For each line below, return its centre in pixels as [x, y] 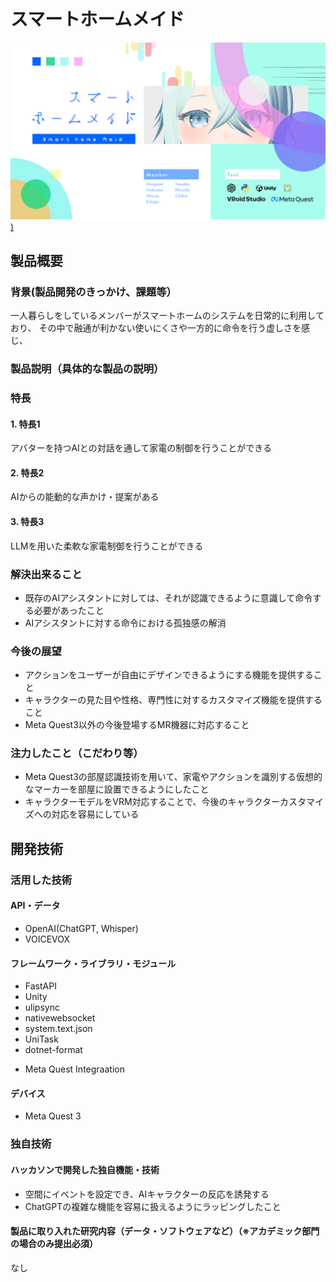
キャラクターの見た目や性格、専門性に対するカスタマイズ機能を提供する [173, 700]
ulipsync [42, 1007]
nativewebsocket [60, 1018]
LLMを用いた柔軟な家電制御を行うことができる [107, 546]
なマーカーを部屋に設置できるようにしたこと [117, 789]
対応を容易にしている [95, 814]
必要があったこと [69, 610]
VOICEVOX [47, 939]
